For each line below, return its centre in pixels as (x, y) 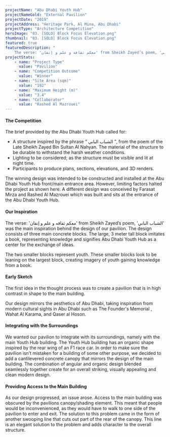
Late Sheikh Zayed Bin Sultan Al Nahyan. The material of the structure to (88, 147)
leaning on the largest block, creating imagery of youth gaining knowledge (83, 260)
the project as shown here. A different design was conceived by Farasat (80, 189)
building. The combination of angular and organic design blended (73, 364)
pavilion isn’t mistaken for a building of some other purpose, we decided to (83, 353)
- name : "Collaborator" (39, 99)
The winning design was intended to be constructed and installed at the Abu (85, 179)
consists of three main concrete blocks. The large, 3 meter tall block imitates (85, 233)
